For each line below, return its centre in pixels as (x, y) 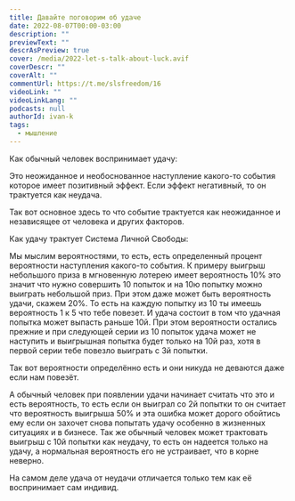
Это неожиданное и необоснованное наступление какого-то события (143, 175)
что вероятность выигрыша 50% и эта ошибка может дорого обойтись (145, 413)
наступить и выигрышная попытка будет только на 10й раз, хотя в (135, 341)
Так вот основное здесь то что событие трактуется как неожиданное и (145, 212)
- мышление (37, 133)
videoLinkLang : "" (43, 100)
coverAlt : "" (33, 76)
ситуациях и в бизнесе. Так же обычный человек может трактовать (139, 432)
